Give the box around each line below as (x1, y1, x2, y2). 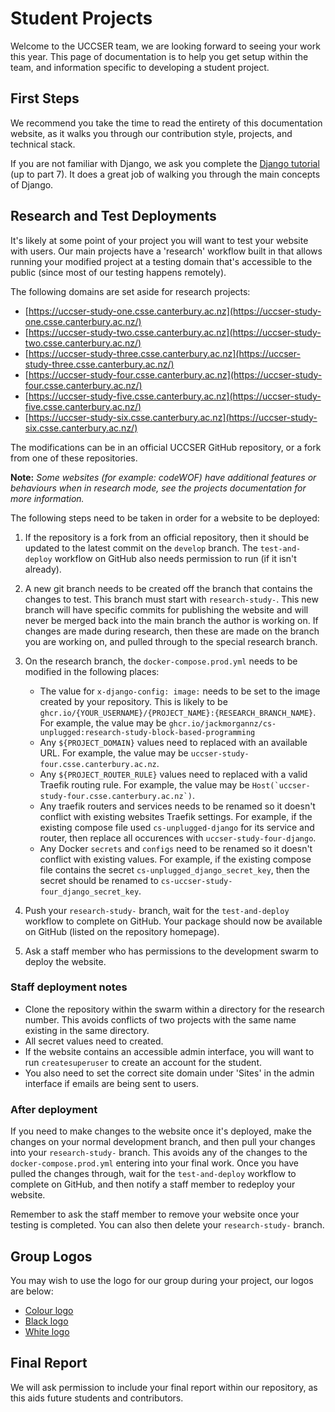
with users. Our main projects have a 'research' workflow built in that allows (10, 245, 323, 257)
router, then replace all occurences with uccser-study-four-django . (39, 832, 317, 844)
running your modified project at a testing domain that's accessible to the (10, 255, 313, 267)
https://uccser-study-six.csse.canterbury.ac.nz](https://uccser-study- (28, 411, 318, 423)
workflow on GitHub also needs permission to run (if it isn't (54, 552, 297, 564)
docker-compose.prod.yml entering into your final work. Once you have (10, 1157, 299, 1169)
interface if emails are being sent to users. (24, 1077, 199, 1089)
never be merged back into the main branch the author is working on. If (24, 614, 319, 626)
